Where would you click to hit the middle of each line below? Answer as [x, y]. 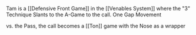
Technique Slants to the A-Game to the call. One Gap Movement [84, 15]
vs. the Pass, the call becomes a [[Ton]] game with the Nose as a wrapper [96, 26]
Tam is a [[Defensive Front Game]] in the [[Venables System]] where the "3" [98, 8]
